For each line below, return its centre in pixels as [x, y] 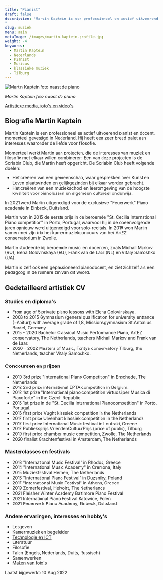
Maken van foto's [30, 563]
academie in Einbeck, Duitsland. [37, 208]
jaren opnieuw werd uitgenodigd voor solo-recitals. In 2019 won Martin [76, 228]
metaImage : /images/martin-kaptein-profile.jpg [54, 37]
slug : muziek [18, 28]
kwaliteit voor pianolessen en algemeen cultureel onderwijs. [72, 193]
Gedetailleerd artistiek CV [45, 288]
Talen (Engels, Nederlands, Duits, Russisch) [56, 553]
